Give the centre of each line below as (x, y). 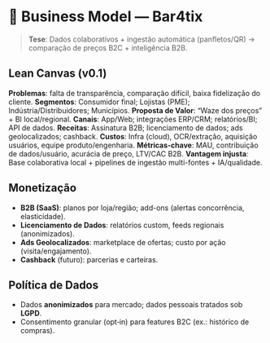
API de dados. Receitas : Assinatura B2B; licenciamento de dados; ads (126, 128)
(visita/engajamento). (56, 251)
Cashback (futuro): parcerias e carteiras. (89, 259)
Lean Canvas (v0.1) (58, 74)
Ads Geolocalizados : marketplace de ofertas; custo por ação (123, 242)
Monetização (43, 188)
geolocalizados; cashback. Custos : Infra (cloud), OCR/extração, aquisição (133, 136)
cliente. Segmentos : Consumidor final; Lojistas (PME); (99, 102)
